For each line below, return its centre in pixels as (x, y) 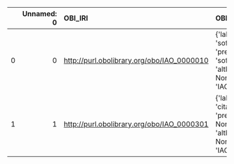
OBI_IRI (76, 18)
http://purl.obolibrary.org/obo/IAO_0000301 (136, 124)
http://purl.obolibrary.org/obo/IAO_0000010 (136, 60)
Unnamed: (39, 14)
